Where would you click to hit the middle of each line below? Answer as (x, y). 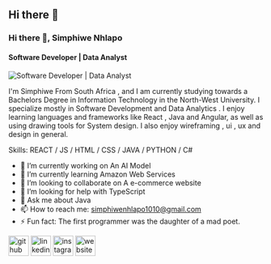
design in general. (38, 134)
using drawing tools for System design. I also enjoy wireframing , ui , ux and (135, 126)
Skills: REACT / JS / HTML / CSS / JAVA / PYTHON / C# (101, 150)
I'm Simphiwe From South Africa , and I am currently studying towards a (128, 91)
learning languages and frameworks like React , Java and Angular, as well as (136, 117)
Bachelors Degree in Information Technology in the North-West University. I (134, 100)
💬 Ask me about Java (55, 200)
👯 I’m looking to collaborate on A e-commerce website (111, 182)
